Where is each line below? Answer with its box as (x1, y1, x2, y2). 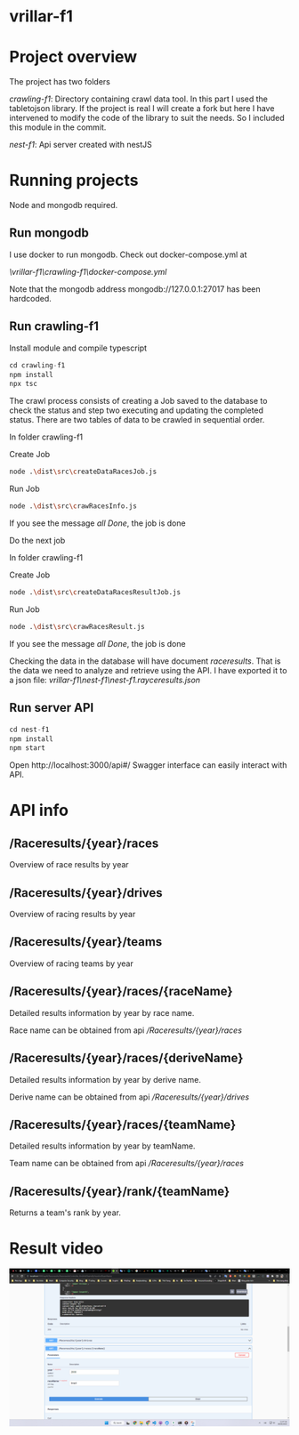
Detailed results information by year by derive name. (9, 1074, 202, 1084)
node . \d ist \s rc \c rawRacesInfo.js (9, 502, 138, 511)
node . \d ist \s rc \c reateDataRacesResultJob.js (9, 588, 181, 597)
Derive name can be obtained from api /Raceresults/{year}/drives (9, 1092, 250, 1102)
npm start (9, 744, 46, 753)
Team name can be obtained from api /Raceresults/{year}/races (9, 1158, 245, 1169)
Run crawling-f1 (9, 318, 100, 335)
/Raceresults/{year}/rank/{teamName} (9, 1183, 230, 1198)
